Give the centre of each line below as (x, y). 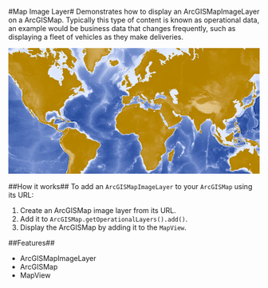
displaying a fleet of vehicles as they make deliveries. (96, 37)
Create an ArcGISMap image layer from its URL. (98, 210)
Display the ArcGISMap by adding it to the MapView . (103, 227)
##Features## (32, 243)
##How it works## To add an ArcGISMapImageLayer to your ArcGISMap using (130, 186)
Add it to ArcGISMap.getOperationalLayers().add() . (104, 219)
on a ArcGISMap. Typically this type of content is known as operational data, (134, 20)
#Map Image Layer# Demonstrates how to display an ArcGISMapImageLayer (134, 12)
